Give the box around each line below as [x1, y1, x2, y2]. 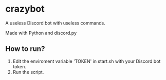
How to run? [5, 44, 45, 54]
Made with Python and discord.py [5, 30, 77, 36]
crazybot [5, 3, 45, 15]
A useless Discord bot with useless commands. [5, 20, 105, 26]
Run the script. [12, 69, 44, 75]
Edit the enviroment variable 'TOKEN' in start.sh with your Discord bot [12, 58, 161, 64]
